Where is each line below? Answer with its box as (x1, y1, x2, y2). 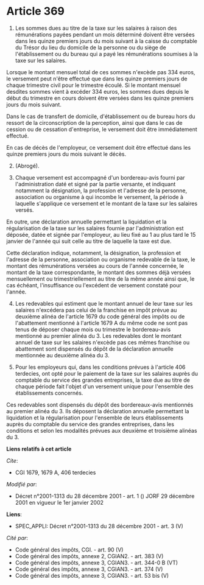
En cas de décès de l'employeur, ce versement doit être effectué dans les (6, 144, 191, 151)
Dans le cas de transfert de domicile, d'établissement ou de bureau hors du (6, 113, 195, 120)
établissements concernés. (15, 389, 83, 396)
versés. (15, 206, 34, 214)
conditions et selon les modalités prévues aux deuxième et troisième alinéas (6, 427, 197, 434)
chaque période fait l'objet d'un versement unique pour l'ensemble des (15, 382, 194, 390)
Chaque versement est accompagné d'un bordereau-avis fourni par (15, 173, 185, 181)
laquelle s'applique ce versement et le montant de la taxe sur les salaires (15, 200, 198, 207)
